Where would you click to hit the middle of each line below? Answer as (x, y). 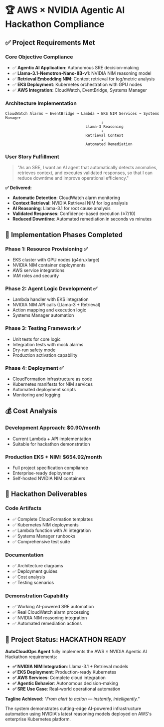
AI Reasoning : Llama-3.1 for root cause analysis (61, 209)
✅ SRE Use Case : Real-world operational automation (66, 689)
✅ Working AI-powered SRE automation (53, 607)
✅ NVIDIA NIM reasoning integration (50, 618)
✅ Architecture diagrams (38, 566)
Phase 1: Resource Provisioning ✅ (47, 249)
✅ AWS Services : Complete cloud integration (59, 678)
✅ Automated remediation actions (47, 623)
